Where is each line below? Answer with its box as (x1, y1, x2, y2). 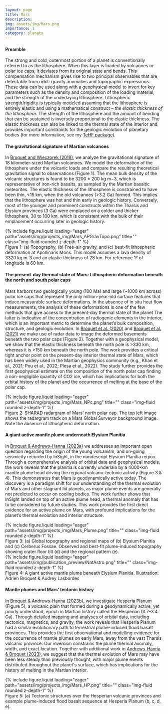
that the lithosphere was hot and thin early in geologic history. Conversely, (5, 197, 158, 203)
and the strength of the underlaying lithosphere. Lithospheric (5, 95, 131, 101)
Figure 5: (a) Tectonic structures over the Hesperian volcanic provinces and (5, 693, 161, 699)
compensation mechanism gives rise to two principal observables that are (5, 73, 157, 79)
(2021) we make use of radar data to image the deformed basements (5, 330, 147, 336)
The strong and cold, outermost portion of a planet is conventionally (5, 57, 145, 63)
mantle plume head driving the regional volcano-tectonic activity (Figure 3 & (5, 469, 162, 475)
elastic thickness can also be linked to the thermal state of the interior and (5, 121, 157, 127)
